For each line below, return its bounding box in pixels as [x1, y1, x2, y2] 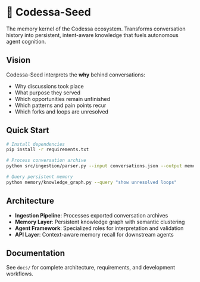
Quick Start [6, 125, 49, 136]
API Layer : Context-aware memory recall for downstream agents [14, 231, 174, 238]
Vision [6, 55, 31, 65]
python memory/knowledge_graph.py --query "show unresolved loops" [6, 179, 177, 185]
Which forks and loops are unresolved [14, 108, 109, 115]
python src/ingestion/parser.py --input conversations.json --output [6, 163, 183, 169]
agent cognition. [6, 38, 46, 45]
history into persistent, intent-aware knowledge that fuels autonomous [6, 31, 179, 38]
